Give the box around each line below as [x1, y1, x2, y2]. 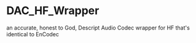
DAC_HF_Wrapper [6, 4, 100, 18]
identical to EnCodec [6, 30, 60, 37]
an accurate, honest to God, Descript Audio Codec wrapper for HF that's [6, 24, 190, 31]
